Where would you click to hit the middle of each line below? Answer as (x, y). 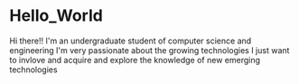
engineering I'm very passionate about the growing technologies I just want (149, 50)
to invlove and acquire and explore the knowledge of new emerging (135, 60)
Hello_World (56, 16)
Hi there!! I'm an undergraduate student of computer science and (131, 41)
